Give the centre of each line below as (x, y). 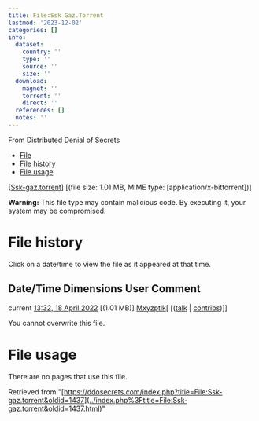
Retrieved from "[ (36, 392)
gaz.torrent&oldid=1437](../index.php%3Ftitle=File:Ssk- (98, 400)
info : (17, 37)
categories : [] (33, 30)
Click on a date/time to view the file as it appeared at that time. (109, 264)
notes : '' (31, 118)
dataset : (30, 45)
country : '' (42, 52)
